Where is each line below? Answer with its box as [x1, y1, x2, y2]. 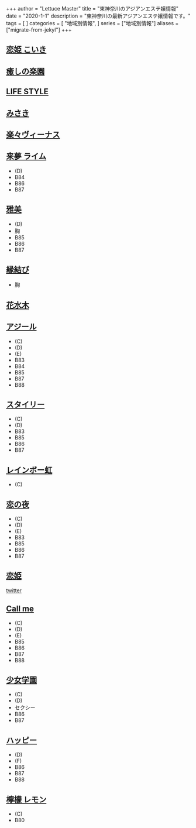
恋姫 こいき [6, 44, 47, 54]
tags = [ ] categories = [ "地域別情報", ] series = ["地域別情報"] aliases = [6, 20, 179, 26]
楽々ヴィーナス [6, 129, 60, 139]
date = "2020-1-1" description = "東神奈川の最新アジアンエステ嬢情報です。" [6, 12, 191, 19]
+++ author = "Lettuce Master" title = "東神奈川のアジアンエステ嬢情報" [6, 5, 179, 12]
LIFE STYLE [6, 87, 49, 97]
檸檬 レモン [6, 795, 47, 805]
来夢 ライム [6, 152, 47, 162]
